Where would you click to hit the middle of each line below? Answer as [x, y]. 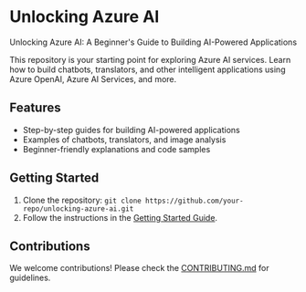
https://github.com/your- [194, 201]
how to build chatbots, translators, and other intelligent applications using [148, 69]
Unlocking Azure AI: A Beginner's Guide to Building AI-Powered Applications [153, 42]
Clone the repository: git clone [82, 200]
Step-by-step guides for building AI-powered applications [131, 130]
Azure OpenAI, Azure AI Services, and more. [93, 78]
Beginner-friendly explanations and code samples [116, 149]
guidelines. [30, 278]
